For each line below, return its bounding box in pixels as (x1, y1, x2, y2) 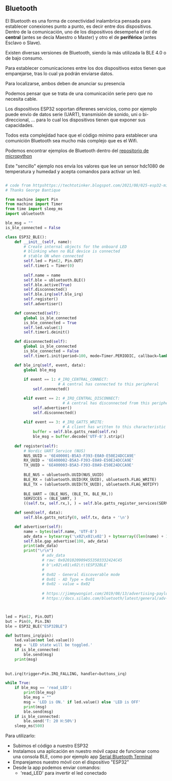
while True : (5, 680, 31, 685)
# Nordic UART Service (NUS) (24, 448, 86, 454)
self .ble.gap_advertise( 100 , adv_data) (24, 538, 109, 544)
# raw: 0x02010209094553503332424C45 (41, 557, 123, 563)
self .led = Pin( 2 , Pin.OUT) (24, 258, 83, 264)
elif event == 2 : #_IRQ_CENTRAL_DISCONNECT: (24, 396, 120, 401)
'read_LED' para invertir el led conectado (20, 770, 107, 776)
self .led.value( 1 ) (24, 325, 63, 330)
